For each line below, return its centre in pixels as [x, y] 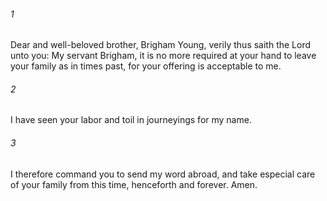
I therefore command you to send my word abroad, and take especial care [163, 174]
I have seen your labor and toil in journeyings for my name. [131, 120]
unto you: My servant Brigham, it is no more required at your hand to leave [163, 56]
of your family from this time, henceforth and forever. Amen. [134, 184]
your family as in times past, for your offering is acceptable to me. [146, 66]
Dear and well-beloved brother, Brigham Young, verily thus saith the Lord [161, 45]
